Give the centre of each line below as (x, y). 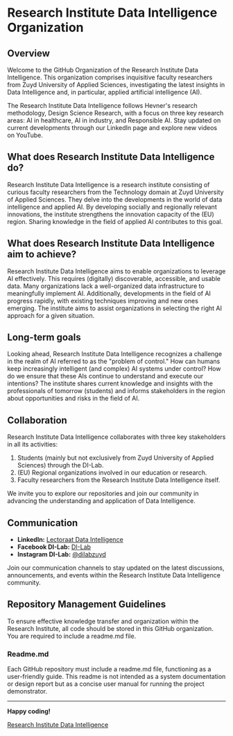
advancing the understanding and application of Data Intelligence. (102, 501)
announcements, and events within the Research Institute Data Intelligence (114, 575)
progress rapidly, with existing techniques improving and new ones (103, 301)
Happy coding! (29, 712)
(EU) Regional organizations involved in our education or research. (112, 473)
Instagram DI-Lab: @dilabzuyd (61, 554)
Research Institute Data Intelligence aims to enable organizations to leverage (116, 271)
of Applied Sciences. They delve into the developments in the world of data (115, 199)
